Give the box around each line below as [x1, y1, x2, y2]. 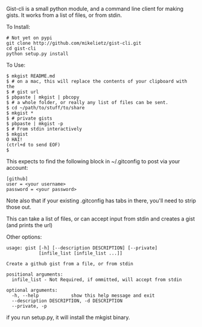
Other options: [6, 233, 42, 241]
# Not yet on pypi [6, 35, 52, 41]
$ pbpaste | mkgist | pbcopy [6, 94, 80, 100]
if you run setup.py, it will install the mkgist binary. [6, 314, 131, 321]
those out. [6, 204, 32, 210]
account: [6, 164, 28, 171]
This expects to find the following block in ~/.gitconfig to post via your [6, 158, 180, 165]
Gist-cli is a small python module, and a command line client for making [6, 5, 184, 12]
